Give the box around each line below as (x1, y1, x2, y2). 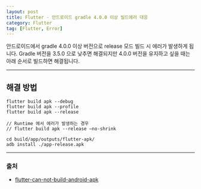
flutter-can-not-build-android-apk (14, 176, 99, 183)
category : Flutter (6, 20, 52, 26)
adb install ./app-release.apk (6, 142, 84, 148)
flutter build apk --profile (6, 104, 79, 110)
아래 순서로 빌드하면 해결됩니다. (6, 57, 80, 65)
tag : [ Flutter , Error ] (6, 25, 63, 32)
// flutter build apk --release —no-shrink (6, 126, 117, 132)
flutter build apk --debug (6, 99, 74, 105)
